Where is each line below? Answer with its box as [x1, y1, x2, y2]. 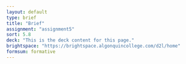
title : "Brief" [6, 20, 45, 26]
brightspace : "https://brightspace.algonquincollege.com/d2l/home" [6, 43, 181, 49]
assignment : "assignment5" [6, 26, 75, 32]
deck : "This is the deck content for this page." [6, 37, 135, 43]
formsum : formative [6, 49, 56, 55]
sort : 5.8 [6, 32, 32, 38]
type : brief [6, 15, 36, 21]
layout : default [6, 9, 47, 15]
